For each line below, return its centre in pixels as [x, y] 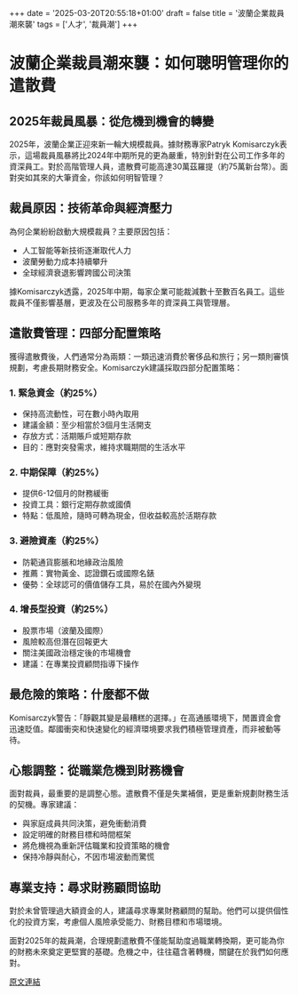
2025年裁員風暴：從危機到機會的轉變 [112, 121]
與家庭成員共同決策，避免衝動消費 [84, 823]
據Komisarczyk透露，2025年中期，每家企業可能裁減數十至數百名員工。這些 [147, 291]
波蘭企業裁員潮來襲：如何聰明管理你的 [149, 64]
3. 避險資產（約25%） [57, 541]
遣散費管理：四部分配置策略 [85, 333]
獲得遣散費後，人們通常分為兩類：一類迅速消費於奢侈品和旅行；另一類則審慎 [149, 356]
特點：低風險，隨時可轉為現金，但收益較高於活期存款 [119, 516]
